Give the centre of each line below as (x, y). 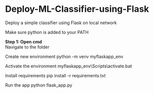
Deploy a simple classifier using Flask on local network (61, 23)
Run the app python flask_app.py (39, 85)
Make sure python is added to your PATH (47, 32)
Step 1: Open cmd (24, 42)
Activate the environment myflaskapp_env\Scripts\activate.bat (69, 66)
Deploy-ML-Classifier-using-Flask (77, 9)
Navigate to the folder (27, 47)
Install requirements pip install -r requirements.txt (55, 75)
